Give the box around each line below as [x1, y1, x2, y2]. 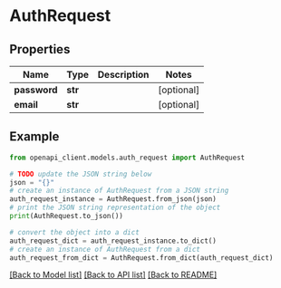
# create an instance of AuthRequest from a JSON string [9, 187, 229, 196]
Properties [9, 42, 71, 57]
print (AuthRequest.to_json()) [9, 212, 124, 221]
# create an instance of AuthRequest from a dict [9, 245, 201, 254]
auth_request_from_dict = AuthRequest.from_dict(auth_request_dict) [9, 253, 274, 263]
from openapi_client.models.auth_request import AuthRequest [9, 153, 246, 162]
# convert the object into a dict [9, 227, 140, 236]
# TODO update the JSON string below [9, 169, 152, 178]
